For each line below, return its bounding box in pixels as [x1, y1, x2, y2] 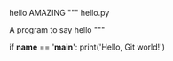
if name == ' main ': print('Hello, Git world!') [9, 42, 166, 52]
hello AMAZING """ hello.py [9, 8, 110, 18]
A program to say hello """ [9, 25, 106, 34]
